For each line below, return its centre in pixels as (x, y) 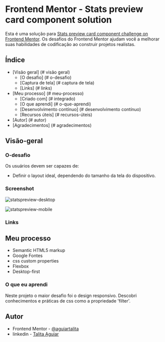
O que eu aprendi (26, 284)
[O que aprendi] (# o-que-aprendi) (55, 104)
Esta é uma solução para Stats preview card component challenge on (77, 33)
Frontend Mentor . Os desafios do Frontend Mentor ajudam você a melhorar (82, 39)
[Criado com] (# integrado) (48, 98)
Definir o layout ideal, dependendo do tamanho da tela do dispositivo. (84, 175)
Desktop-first (26, 271)
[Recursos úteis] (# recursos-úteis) (56, 114)
